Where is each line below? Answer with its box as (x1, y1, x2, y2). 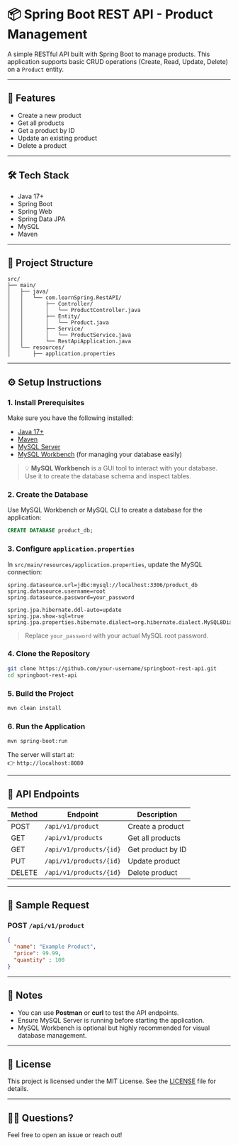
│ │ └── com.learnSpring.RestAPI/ (7, 294, 122, 301)
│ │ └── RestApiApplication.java (7, 338, 132, 345)
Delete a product (17, 141, 67, 150)
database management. (17, 1031, 87, 1039)
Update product (127, 856, 181, 866)
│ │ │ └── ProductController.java (7, 307, 141, 314)
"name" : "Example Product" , (13, 943, 97, 950)
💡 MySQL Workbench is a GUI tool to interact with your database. (24, 464, 218, 473)
